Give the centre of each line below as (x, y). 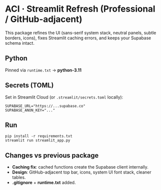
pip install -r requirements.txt (39, 136)
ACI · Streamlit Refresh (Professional (80, 9)
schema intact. (20, 43)
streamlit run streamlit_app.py (38, 140)
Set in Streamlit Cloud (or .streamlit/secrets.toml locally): (64, 97)
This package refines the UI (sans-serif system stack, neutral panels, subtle (81, 33)
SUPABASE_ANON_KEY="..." (30, 110)
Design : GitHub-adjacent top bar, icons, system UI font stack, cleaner (82, 172)
